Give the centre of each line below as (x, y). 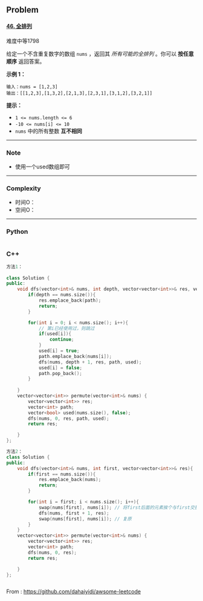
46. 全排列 (19, 26)
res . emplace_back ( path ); (70, 300)
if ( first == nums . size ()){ (62, 474)
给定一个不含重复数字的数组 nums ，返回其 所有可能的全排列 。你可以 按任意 (100, 53)
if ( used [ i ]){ (55, 334)
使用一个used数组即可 (43, 167)
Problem (23, 10)
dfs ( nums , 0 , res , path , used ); (69, 418)
